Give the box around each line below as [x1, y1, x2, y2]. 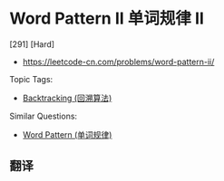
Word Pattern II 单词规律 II [9, 8, 204, 29]
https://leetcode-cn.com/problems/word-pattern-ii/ [22, 56, 215, 67]
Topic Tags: [9, 73, 54, 84]
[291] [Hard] [9, 38, 55, 50]
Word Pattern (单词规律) [22, 129, 112, 140]
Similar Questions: [9, 110, 78, 121]
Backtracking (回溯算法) [22, 92, 112, 103]
